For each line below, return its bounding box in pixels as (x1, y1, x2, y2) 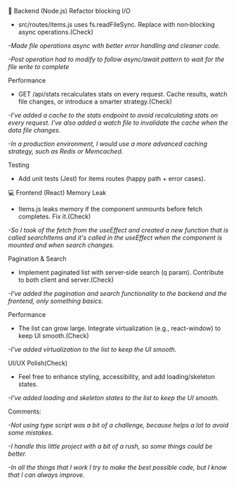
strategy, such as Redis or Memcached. (8, 147, 124, 155)
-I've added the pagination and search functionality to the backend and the (8, 289, 228, 297)
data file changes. (8, 126, 61, 134)
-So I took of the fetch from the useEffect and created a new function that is (8, 226, 229, 234)
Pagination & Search (8, 254, 67, 263)
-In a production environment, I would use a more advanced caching (8, 139, 208, 148)
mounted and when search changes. (8, 241, 115, 249)
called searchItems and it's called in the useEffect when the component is (8, 233, 223, 242)
